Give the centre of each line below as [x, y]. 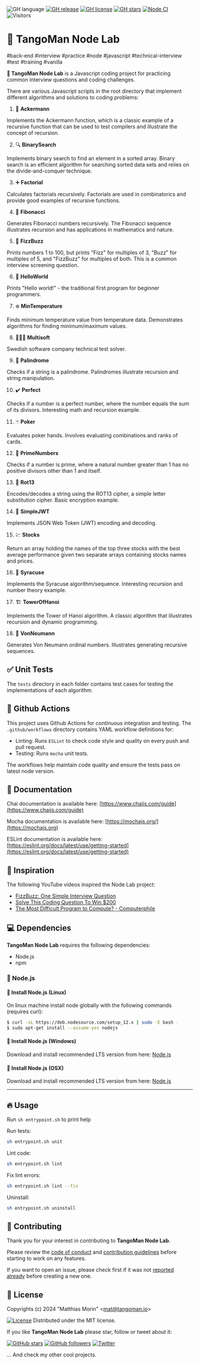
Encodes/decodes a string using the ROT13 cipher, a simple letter [86, 493]
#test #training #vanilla [35, 61]
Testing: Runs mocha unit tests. [52, 753]
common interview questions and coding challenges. [71, 79]
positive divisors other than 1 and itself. [54, 470]
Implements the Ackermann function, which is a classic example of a [90, 120]
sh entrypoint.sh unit [35, 1142]
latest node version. [31, 771]
